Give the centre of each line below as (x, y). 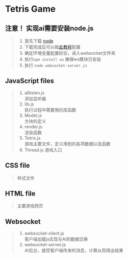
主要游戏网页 (30, 206)
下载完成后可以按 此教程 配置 (52, 47)
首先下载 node (39, 41)
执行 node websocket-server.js (56, 65)
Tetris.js (32, 138)
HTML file (20, 194)
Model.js (33, 115)
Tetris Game (30, 9)
